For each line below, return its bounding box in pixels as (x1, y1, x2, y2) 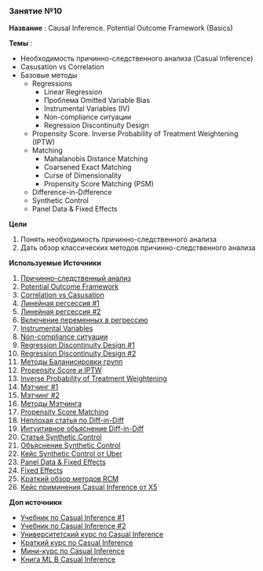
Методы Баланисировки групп (20, 357, 123, 367)
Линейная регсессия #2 (20, 307, 101, 316)
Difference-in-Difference (31, 187, 112, 197)
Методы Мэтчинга (20, 399, 82, 408)
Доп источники (9, 498, 62, 507)
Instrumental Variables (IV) (43, 104, 130, 113)
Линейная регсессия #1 (20, 299, 100, 308)
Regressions (31, 79, 73, 88)
